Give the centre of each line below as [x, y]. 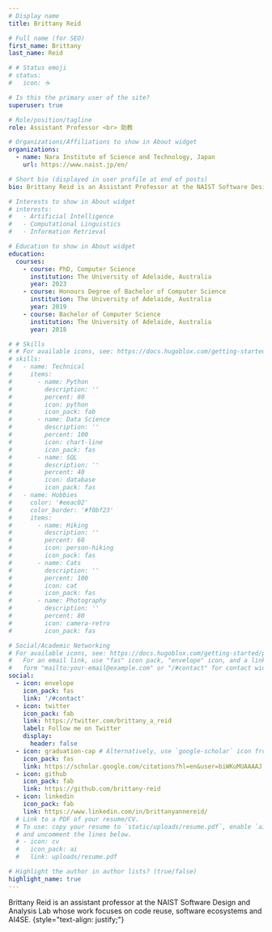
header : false [54, 744]
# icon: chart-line [56, 442]
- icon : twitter [43, 706]
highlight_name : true [45, 879]
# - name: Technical [47, 367]
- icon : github [41, 774]
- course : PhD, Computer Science [79, 269]
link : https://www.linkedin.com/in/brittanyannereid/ [115, 811]
